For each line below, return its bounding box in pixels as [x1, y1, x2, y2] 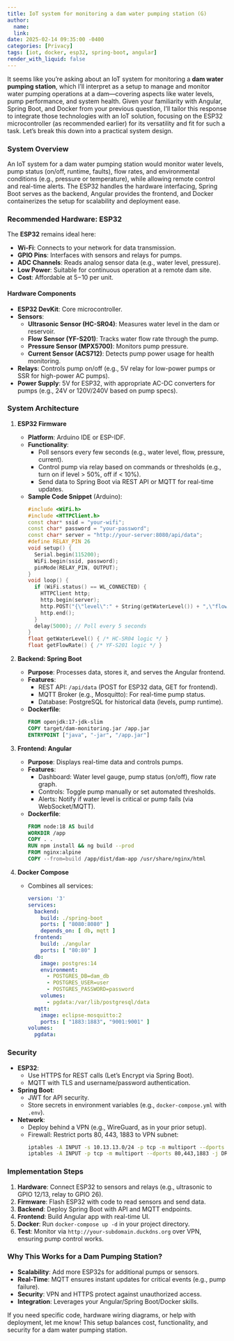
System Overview [7, 144, 69, 153]
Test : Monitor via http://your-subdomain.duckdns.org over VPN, [17, 1227, 202, 1235]
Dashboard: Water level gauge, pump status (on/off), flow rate [38, 772, 217, 781]
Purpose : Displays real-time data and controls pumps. [27, 757, 183, 766]
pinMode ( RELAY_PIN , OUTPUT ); [33, 564, 119, 571]
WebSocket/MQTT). [38, 802, 95, 810]
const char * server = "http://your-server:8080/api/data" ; [27, 531, 203, 539]
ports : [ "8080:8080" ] [40, 921, 109, 928]
